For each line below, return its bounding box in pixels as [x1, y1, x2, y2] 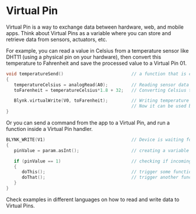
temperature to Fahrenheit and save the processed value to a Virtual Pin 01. [6, 60, 187, 67]
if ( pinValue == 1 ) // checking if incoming [13, 158, 192, 164]
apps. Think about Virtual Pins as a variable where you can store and [6, 29, 171, 36]
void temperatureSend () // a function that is [6, 71, 187, 77]
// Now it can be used [131, 103, 187, 109]
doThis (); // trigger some [21, 169, 171, 175]
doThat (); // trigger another [21, 174, 179, 181]
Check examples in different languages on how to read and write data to [6, 196, 180, 203]
